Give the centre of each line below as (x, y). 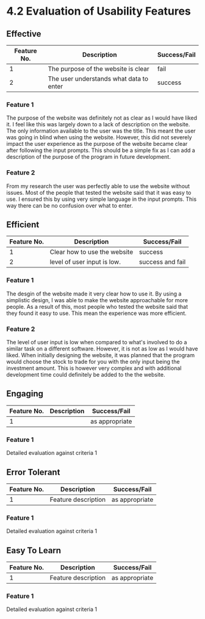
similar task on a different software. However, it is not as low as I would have (102, 349)
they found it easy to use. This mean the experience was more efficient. (97, 313)
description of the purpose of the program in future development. (88, 157)
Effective (24, 34)
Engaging (25, 394)
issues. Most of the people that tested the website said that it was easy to (99, 192)
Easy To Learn (34, 550)
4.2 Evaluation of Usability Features (99, 11)
